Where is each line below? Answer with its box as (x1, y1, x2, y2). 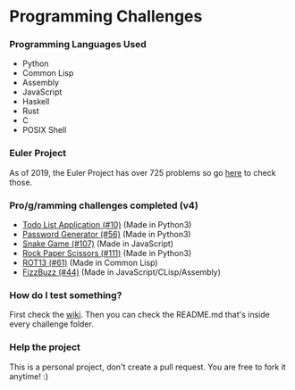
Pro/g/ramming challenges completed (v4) (9, 199, 198, 212)
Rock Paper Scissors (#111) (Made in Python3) (21, 248, 192, 259)
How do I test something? (9, 289, 122, 301)
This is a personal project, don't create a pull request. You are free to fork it (9, 361, 286, 372)
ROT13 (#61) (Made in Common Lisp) (21, 257, 158, 269)
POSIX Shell (21, 125, 67, 136)
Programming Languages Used (9, 38, 147, 51)
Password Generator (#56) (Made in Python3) (21, 229, 191, 240)
